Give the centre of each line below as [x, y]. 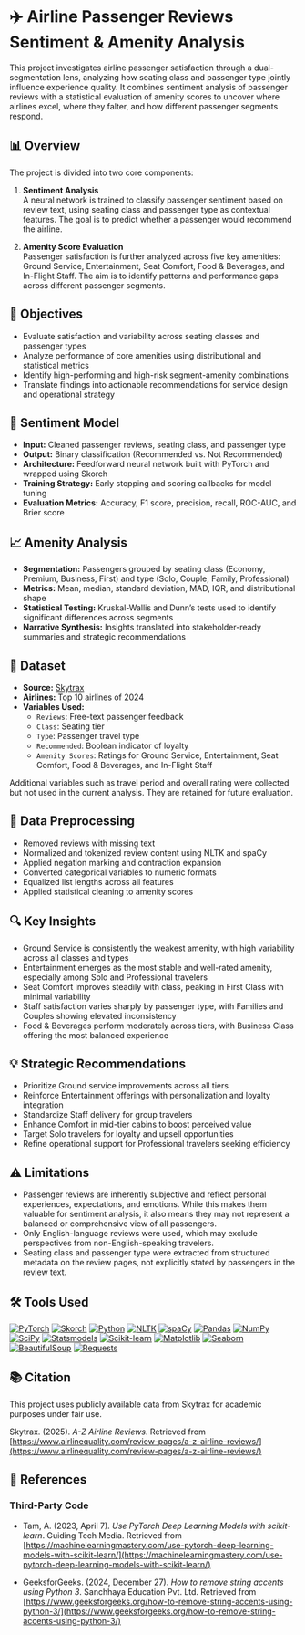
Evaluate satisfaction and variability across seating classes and [141, 336]
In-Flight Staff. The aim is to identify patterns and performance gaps [151, 276]
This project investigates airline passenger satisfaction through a [131, 68]
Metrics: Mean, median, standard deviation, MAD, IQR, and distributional [159, 588]
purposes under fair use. [56, 1413]
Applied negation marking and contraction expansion [122, 862]
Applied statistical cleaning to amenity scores [108, 891]
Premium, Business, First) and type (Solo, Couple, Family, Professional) [156, 578]
